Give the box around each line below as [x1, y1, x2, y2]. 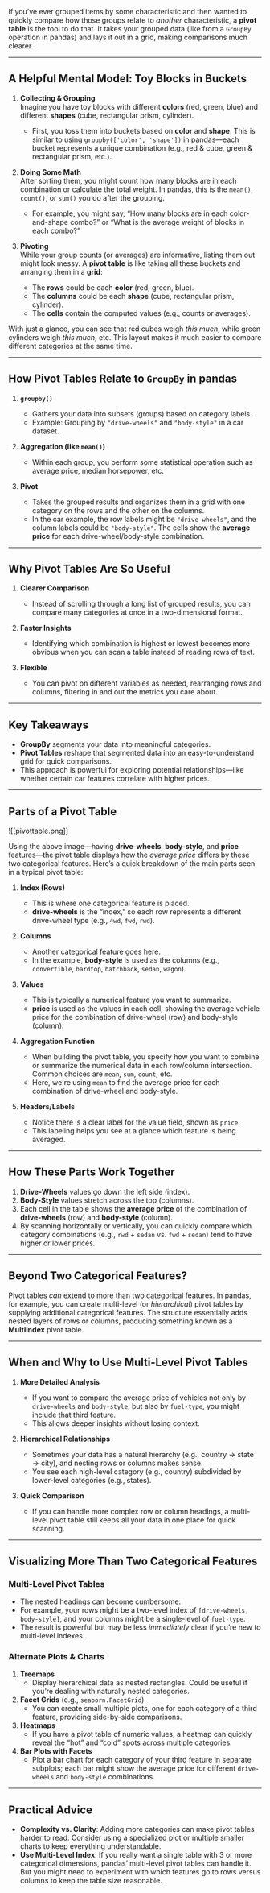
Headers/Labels [19, 1102, 75, 1112]
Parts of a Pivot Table [8, 805, 117, 818]
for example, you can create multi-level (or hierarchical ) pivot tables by [8, 1299, 243, 1308]
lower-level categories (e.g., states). [31, 1475, 152, 1485]
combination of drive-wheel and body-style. [31, 1087, 178, 1096]
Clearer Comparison [19, 583, 90, 593]
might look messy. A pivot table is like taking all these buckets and [19, 258, 241, 268]
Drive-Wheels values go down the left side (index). [19, 1187, 190, 1196]
